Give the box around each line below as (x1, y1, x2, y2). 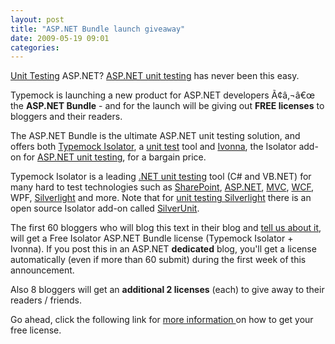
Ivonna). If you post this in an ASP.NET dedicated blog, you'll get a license (10, 243, 317, 255)
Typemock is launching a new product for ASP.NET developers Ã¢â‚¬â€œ (10, 89, 316, 101)
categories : (10, 42, 60, 53)
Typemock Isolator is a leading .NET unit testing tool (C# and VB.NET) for (10, 171, 312, 183)
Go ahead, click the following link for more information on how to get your (10, 314, 314, 326)
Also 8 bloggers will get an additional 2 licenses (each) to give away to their (10, 284, 325, 296)
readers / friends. (10, 294, 82, 306)
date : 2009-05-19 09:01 (10, 33, 110, 43)
